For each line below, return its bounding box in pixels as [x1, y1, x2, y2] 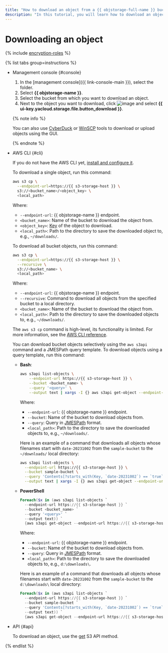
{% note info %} [12, 116, 46, 122]
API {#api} [12, 623, 34, 629]
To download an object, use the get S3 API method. [12, 633, 119, 639]
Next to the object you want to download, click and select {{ [19, 101, 163, 107]
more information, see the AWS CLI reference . [12, 332, 107, 338]
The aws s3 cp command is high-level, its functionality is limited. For [12, 326, 153, 332]
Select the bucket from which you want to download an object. [19, 95, 149, 101]
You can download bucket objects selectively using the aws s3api [12, 341, 147, 347]
